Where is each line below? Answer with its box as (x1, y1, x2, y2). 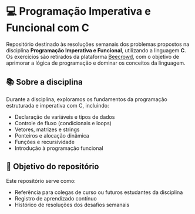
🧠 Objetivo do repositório (6, 162, 99, 172)
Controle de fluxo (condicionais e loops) (14, 119, 112, 126)
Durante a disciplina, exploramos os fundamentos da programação (6, 95, 167, 103)
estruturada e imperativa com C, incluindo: (6, 102, 110, 109)
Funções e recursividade (14, 138, 75, 145)
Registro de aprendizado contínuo (14, 195, 97, 202)
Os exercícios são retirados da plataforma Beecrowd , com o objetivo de (6, 53, 180, 60)
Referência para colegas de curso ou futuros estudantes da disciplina (14, 189, 183, 196)
